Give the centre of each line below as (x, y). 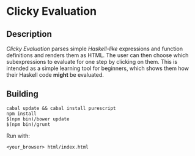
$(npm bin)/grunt (28, 124)
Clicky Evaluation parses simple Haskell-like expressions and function (95, 49)
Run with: (18, 136)
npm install (21, 114)
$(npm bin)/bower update (38, 119)
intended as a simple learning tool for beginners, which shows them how (98, 68)
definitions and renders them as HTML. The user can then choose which (97, 55)
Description (29, 34)
